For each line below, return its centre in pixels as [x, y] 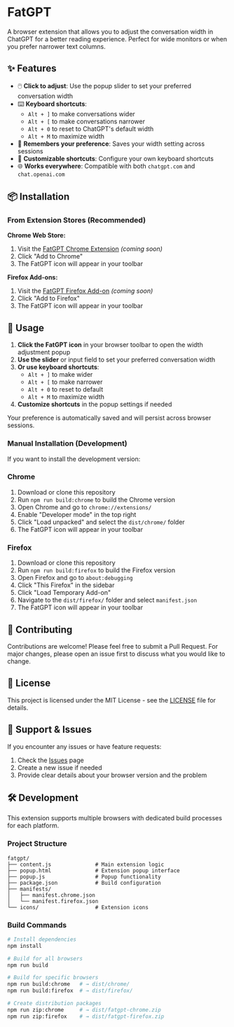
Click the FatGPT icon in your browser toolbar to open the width [110, 345]
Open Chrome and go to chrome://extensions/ [84, 507]
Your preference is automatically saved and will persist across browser [109, 418]
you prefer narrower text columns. [57, 46]
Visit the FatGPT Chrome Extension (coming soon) [90, 249]
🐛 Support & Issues [50, 730]
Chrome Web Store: [36, 235]
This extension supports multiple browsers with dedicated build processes [115, 818]
